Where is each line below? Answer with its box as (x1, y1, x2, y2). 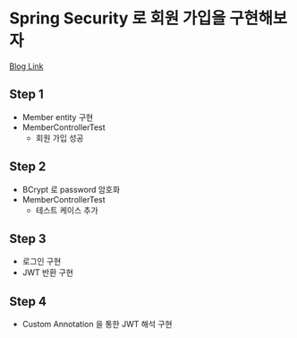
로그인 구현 (21, 256, 62, 267)
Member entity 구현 (21, 111, 94, 122)
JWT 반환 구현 (21, 267, 74, 278)
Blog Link (9, 60, 44, 72)
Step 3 (9, 230, 47, 247)
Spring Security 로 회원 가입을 (9, 8, 226, 29)
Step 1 (9, 87, 45, 102)
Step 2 (9, 159, 47, 175)
